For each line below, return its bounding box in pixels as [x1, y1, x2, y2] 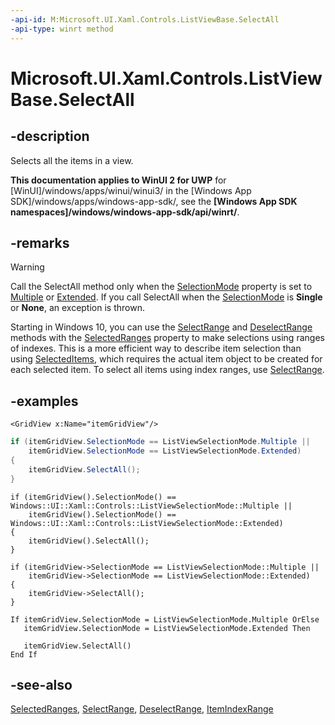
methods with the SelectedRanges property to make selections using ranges [10, 332, 325, 344]
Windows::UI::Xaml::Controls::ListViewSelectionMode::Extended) [10, 518, 284, 528]
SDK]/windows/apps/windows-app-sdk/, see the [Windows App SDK [10, 195, 298, 207]
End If [10, 649, 38, 660]
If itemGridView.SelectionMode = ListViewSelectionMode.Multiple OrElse [10, 614, 320, 625]
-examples [10, 392, 79, 410]
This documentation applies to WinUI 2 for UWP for [10, 174, 227, 186]
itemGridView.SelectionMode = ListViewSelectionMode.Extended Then [23, 623, 311, 633]
